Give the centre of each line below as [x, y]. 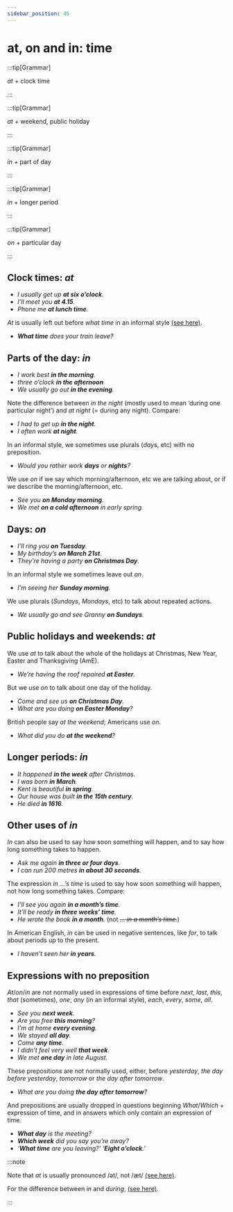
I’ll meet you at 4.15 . [46, 302]
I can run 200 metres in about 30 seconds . [79, 871]
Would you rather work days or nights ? [74, 466]
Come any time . [40, 1043]
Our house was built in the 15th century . [75, 796]
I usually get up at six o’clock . [60, 294]
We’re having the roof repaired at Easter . [76, 674]
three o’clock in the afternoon [60, 382]
